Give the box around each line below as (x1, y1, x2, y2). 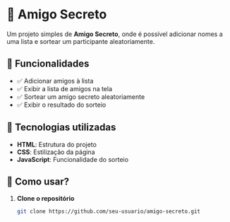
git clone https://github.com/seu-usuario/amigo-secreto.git (16, 208, 201, 215)
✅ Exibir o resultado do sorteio (16, 100, 107, 109)
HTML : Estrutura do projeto (16, 140, 97, 148)
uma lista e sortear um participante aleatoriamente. (6, 37, 155, 45)
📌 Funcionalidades (6, 58, 90, 70)
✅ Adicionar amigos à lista (16, 76, 94, 85)
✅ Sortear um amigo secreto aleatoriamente (16, 92, 145, 101)
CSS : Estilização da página (16, 148, 95, 156)
